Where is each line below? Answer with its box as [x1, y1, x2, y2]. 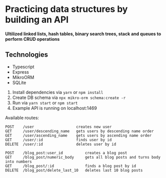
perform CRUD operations [5, 36, 60, 42]
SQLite [12, 80, 26, 86]
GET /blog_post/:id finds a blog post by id [5, 163, 136, 169]
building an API [5, 14, 69, 25]
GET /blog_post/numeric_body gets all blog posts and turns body [5, 155, 161, 160]
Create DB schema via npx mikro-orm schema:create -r [12, 94, 126, 100]
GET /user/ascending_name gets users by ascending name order [5, 133, 152, 138]
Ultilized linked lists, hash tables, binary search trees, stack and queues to [5, 31, 162, 37]
